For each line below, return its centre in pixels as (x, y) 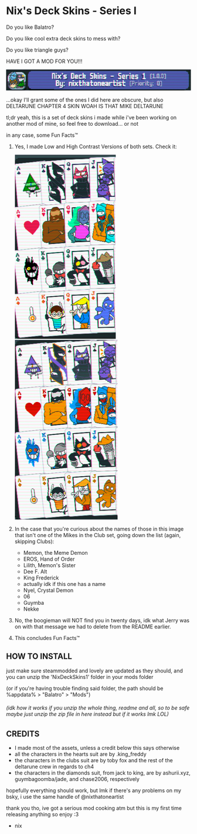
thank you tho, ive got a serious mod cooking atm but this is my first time (94, 808)
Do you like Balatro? (30, 27)
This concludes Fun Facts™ (47, 638)
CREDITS (23, 734)
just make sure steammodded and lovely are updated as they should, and (95, 671)
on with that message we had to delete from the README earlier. (93, 627)
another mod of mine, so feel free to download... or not (72, 123)
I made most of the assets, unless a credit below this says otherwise (97, 748)
